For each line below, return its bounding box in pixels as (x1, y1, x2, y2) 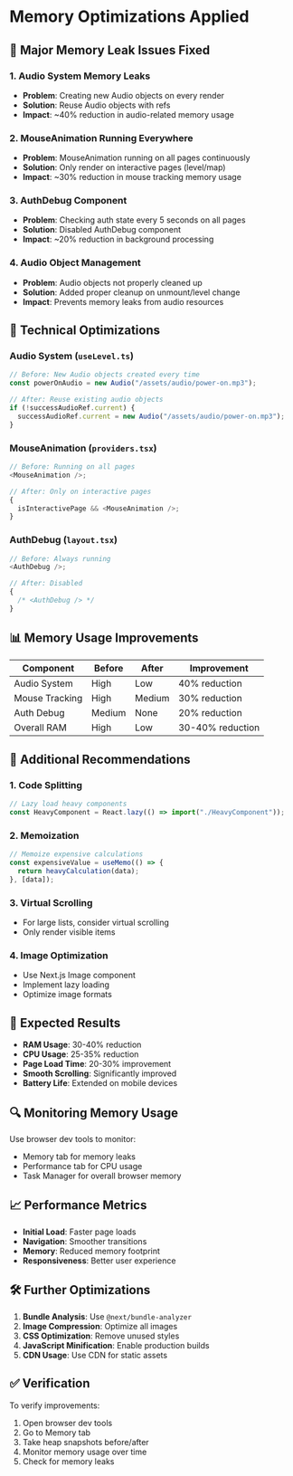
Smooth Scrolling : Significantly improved (22, 1068, 177, 1079)
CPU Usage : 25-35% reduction (22, 1049, 139, 1060)
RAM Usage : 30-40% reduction (22, 1039, 142, 1051)
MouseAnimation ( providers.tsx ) (9, 442, 157, 454)
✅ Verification (9, 1376, 90, 1391)
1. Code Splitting (9, 778, 83, 791)
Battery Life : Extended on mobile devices (22, 1078, 178, 1089)
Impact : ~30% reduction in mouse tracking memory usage (22, 172, 242, 183)
